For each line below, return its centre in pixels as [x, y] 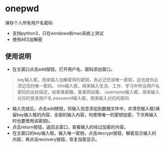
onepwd [22, 9]
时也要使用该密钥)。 [33, 120]
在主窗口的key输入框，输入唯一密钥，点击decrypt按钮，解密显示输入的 [84, 133]
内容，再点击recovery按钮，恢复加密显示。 [56, 139]
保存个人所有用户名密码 [29, 23]
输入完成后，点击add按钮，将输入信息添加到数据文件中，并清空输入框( [84, 108]
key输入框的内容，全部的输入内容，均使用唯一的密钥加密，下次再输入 [87, 115]
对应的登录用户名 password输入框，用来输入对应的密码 [73, 98]
